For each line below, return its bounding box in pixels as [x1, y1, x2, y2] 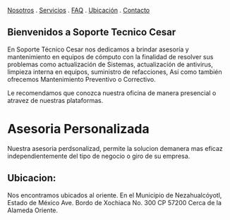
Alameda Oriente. [7, 206, 59, 214]
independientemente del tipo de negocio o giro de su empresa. [7, 152, 190, 160]
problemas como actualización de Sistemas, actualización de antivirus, [7, 60, 213, 68]
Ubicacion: [7, 172, 56, 184]
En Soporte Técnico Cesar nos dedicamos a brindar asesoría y [7, 45, 189, 54]
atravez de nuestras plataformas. [7, 96, 104, 104]
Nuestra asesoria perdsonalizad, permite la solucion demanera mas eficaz [7, 144, 224, 152]
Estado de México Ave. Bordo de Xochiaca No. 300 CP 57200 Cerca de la [7, 198, 222, 207]
